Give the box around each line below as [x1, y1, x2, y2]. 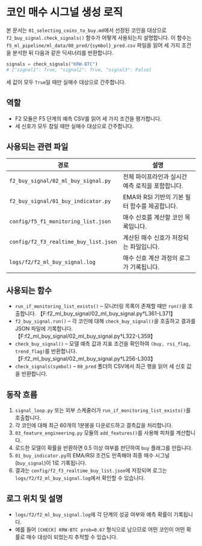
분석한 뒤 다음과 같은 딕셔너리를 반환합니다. [12, 49, 114, 56]
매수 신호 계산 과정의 [123, 254, 178, 262]
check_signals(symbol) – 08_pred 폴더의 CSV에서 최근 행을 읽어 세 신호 [14, 362, 185, 370]
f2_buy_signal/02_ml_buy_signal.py [9, 178, 111, 184]
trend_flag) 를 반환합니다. [14, 347, 77, 355]
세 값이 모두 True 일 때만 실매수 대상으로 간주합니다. [6, 78, 126, 85]
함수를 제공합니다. [130, 202, 178, 211]
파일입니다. [130, 243, 160, 251]
